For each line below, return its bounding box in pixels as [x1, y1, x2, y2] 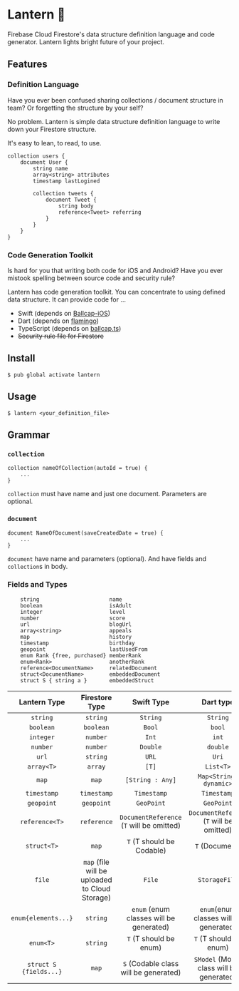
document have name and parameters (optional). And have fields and [7, 554, 206, 563]
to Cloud [82, 883, 111, 893]
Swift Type [132, 697, 169, 707]
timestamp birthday [20, 640, 135, 647]
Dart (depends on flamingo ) [17, 317, 100, 325]
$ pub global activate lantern [7, 371, 100, 379]
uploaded [80, 875, 112, 885]
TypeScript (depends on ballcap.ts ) [17, 324, 122, 332]
